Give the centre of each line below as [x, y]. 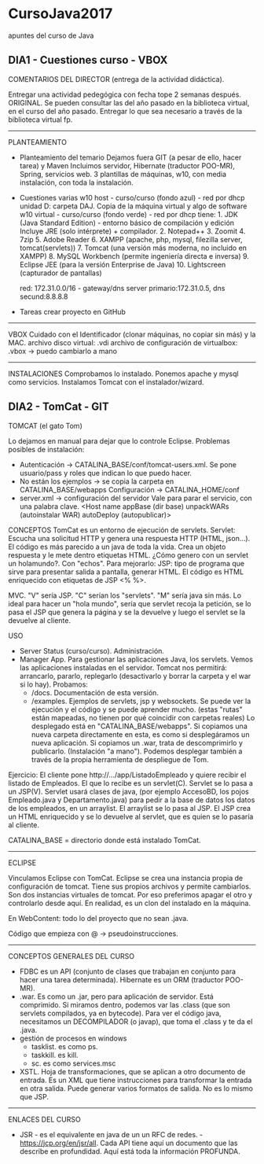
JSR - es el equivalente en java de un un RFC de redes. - [111, 1134]
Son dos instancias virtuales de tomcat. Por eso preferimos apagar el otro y [130, 894]
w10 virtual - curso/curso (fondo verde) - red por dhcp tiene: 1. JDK [128, 214]
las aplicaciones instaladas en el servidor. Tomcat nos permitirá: [123, 667]
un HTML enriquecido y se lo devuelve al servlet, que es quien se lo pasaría [131, 816]
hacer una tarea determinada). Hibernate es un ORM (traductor [121, 979]
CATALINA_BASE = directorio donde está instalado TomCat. [105, 840]
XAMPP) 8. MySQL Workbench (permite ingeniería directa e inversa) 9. [134, 256]
